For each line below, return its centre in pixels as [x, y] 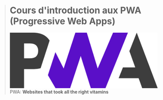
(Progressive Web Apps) [62, 21]
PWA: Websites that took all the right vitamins [59, 92]
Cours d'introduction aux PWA [75, 10]
